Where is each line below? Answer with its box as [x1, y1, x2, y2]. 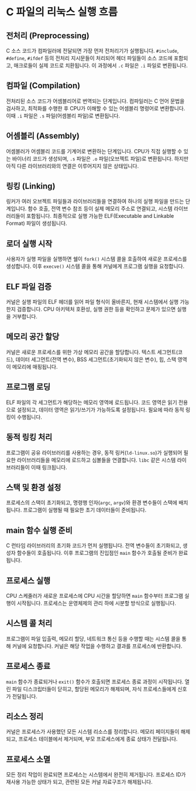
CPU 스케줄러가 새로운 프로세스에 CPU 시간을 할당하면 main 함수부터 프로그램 [6, 592, 183, 599]
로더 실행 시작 [6, 238, 53, 248]
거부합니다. [12, 313, 38, 320]
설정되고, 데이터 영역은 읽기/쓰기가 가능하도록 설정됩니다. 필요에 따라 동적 [16, 406, 184, 413]
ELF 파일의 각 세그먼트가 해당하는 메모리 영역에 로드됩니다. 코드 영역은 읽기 [6, 399, 177, 406]
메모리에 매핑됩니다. [12, 363, 58, 370]
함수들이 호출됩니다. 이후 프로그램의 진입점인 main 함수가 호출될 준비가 [16, 550, 177, 557]
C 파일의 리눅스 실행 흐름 [6, 5, 118, 19]
